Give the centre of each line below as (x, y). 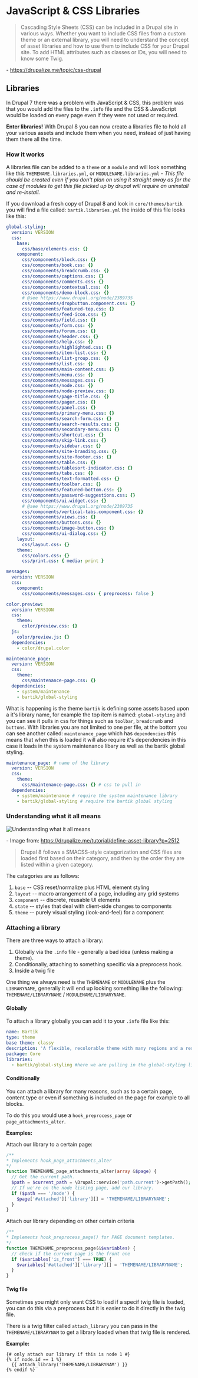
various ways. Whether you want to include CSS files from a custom (103, 33)
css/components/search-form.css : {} (67, 419)
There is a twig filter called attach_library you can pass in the (82, 1326)
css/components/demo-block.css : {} (65, 293)
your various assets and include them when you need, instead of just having (99, 133)
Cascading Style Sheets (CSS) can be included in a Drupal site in (99, 27)
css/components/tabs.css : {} (57, 473)
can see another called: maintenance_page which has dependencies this (91, 733)
